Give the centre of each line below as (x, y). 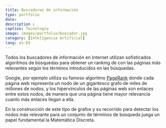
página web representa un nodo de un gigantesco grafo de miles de (76, 83)
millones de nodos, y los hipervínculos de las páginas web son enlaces (79, 89)
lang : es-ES (18, 43)
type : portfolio (22, 15)
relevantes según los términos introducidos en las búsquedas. (70, 68)
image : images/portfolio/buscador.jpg (46, 33)
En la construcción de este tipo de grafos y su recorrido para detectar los (82, 109)
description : (20, 24)
